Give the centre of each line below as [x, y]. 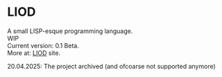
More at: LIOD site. [34, 53]
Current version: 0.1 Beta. [43, 45]
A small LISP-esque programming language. [70, 31]
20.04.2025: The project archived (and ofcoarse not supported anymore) [112, 66]
